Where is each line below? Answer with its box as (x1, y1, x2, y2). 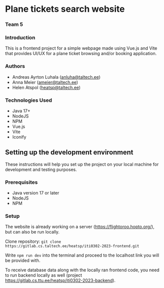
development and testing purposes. (5, 166, 77, 173)
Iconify (12, 134, 27, 140)
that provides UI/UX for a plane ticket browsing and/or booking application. (5, 51, 157, 57)
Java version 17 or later (12, 190, 59, 196)
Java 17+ (12, 108, 30, 114)
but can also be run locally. (5, 229, 60, 235)
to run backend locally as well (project (5, 272, 82, 278)
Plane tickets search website (5, 3, 125, 15)
